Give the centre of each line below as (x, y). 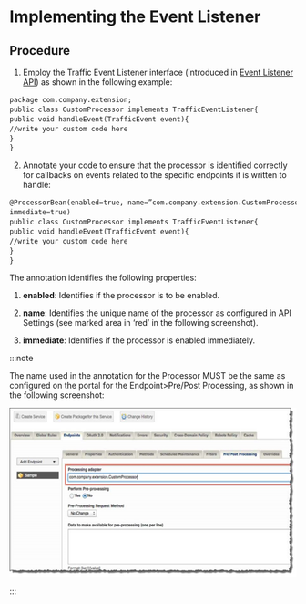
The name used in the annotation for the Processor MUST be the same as (148, 376)
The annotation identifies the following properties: (103, 278)
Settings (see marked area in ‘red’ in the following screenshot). (140, 323)
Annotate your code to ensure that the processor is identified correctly (155, 165)
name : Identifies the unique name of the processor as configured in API (157, 313)
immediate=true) (40, 213)
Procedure (40, 51)
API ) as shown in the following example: (97, 82)
